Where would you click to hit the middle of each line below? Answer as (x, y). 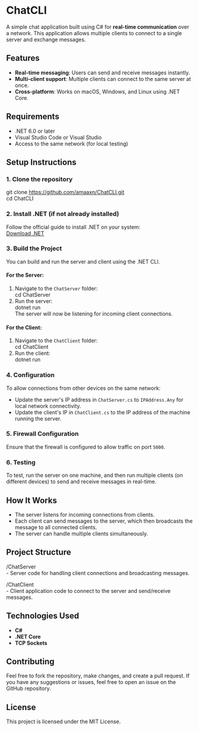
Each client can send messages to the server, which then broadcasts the (104, 521)
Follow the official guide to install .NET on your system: (73, 227)
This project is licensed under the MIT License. (64, 721)
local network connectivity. (48, 406)
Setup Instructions (41, 162)
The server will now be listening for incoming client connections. (94, 314)
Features (23, 58)
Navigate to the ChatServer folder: (56, 289)
